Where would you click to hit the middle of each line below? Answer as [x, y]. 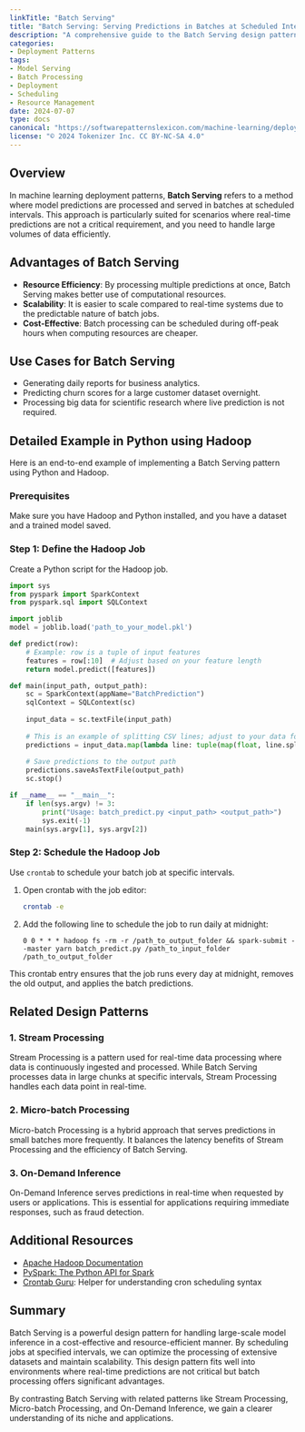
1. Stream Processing [57, 1037]
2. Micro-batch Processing [69, 1110]
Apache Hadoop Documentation [83, 1263]
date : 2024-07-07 [42, 111]
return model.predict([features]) [91, 669]
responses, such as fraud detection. [77, 1212]
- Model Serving [40, 69]
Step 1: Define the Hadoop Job [78, 549]
